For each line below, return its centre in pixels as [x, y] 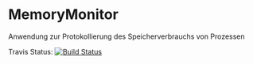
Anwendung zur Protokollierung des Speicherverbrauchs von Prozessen [127, 36]
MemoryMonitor [64, 15]
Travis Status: [31, 51]
